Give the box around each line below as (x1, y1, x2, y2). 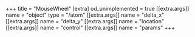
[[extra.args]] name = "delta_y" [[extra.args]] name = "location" (5, 18, 165, 24)
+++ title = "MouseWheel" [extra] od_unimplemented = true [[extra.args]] (5, 5, 190, 12)
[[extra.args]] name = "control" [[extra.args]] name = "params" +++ (5, 24, 176, 31)
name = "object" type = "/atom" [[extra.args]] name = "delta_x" (5, 11, 165, 18)
